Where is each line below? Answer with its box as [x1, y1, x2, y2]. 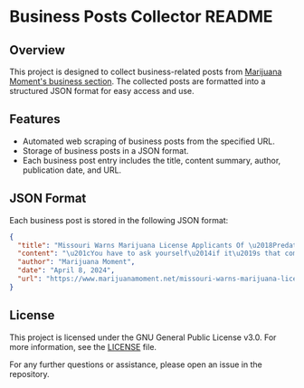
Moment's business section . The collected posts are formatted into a [9, 76, 266, 87]
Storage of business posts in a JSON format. [22, 145, 189, 156]
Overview [9, 43, 66, 58]
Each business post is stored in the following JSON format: [9, 214, 229, 225]
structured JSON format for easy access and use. [9, 86, 195, 96]
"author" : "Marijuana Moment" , [17, 258, 136, 267]
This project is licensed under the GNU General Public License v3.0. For [9, 332, 277, 343]
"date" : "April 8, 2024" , [17, 266, 116, 275]
